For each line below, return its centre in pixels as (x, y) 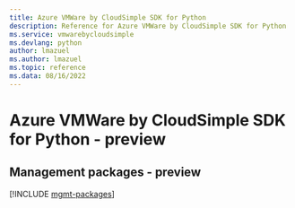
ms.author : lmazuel (46, 59)
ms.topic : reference (48, 68)
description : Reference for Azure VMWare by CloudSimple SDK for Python (148, 26)
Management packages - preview (105, 173)
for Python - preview (87, 139)
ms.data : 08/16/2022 (48, 76)
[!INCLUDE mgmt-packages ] (62, 194)
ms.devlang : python (46, 43)
